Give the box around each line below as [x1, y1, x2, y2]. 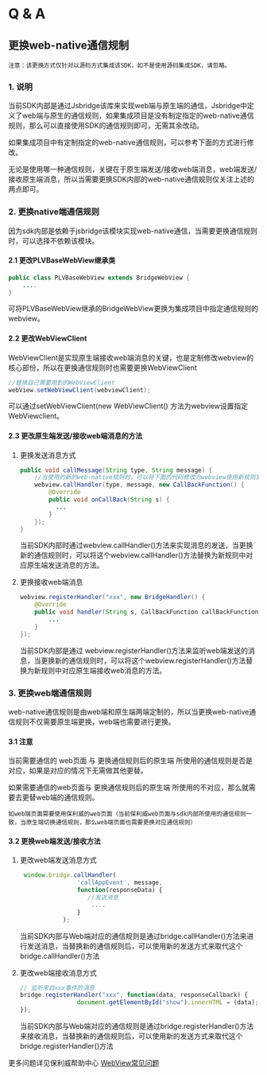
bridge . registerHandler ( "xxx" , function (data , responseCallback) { [19, 991, 249, 999]
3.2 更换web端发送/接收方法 [8, 836, 101, 846]
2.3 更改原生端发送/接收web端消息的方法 [8, 430, 143, 440]
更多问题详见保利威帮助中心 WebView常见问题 [8, 1058, 160, 1068]
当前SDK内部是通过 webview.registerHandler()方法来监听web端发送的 [19, 645, 249, 655]
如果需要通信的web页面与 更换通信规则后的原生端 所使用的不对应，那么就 [8, 783, 249, 793]
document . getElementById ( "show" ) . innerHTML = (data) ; [76, 999, 259, 1007]
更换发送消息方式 [19, 450, 76, 460]
